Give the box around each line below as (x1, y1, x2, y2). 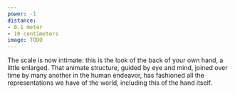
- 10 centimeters (7, 30, 59, 37)
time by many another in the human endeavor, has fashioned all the (7, 71, 205, 80)
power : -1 (7, 10, 37, 18)
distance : (7, 17, 37, 24)
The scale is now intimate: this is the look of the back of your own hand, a (7, 56, 224, 64)
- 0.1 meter (7, 23, 43, 30)
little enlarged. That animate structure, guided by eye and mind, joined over (7, 64, 228, 72)
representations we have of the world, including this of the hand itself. (7, 78, 212, 87)
